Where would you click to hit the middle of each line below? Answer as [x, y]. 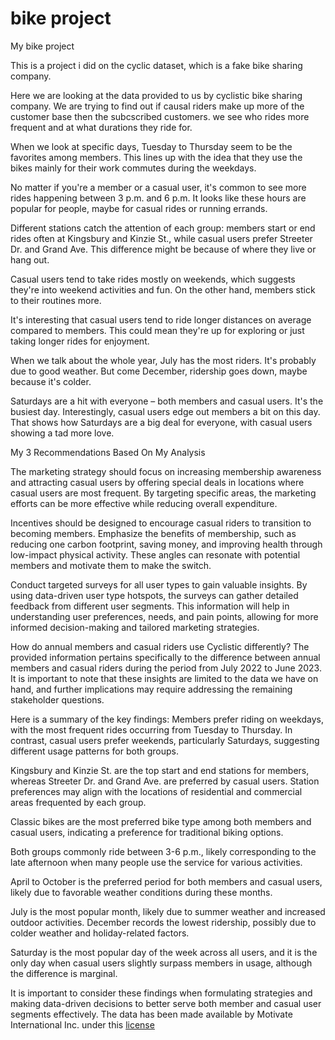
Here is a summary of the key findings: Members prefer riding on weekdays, [167, 719]
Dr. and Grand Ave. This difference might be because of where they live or [163, 249]
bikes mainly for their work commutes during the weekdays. [133, 168]
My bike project [42, 46]
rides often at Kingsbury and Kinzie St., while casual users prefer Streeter [161, 238]
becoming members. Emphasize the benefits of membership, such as [153, 533]
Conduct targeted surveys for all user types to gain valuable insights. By [159, 584]
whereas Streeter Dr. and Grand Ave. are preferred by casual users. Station [165, 781]
